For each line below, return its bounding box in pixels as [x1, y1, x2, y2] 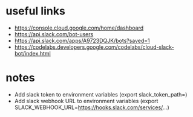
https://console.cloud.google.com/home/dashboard [14, 24, 144, 31]
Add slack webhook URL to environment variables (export [14, 97, 159, 104]
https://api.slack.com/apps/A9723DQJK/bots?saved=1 [14, 37, 151, 44]
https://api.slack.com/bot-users [14, 30, 94, 37]
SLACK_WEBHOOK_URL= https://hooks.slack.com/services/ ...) [14, 104, 170, 111]
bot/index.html [14, 49, 51, 57]
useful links [5, 4, 66, 18]
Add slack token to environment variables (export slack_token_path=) [14, 90, 188, 98]
